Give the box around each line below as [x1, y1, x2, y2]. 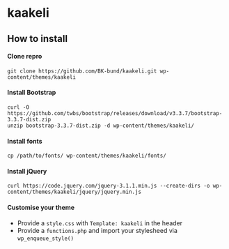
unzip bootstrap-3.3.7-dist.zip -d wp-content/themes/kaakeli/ [7, 122, 195, 129]
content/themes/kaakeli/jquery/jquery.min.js [7, 188, 141, 196]
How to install [7, 33, 68, 45]
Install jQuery [7, 167, 47, 175]
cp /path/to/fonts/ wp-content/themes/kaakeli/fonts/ [7, 152, 167, 160]
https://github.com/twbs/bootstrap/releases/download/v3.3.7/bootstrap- [7, 110, 223, 116]
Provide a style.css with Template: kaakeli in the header [17, 218, 183, 227]
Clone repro [7, 52, 42, 61]
